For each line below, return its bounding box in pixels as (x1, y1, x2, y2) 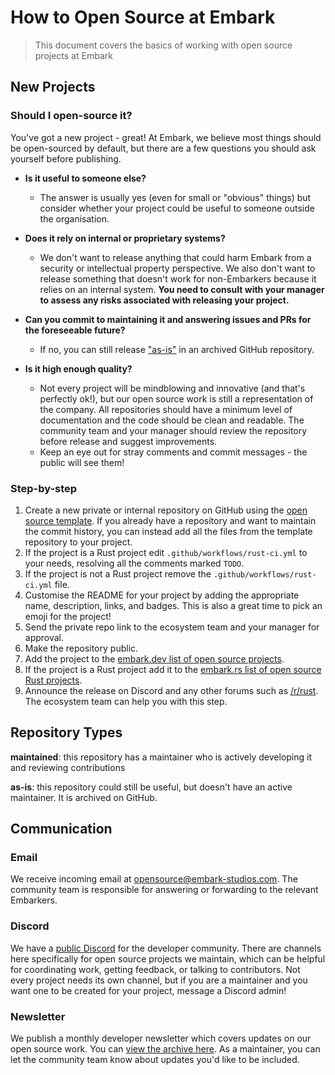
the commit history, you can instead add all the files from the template (24, 525, 313, 537)
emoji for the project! (24, 610, 112, 622)
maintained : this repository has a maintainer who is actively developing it (10, 751, 313, 763)
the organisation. (39, 212, 110, 225)
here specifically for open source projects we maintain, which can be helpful (10, 952, 326, 965)
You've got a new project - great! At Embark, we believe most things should (10, 131, 322, 143)
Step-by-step (10, 481, 78, 495)
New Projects (10, 79, 96, 96)
